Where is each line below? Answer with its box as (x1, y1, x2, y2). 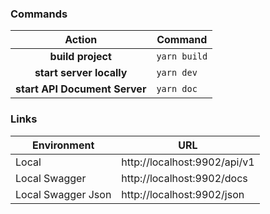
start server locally (34, 66, 128, 80)
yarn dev (156, 67, 198, 79)
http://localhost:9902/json (121, 187, 245, 201)
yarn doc (156, 83, 198, 95)
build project (49, 50, 112, 64)
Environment (32, 138, 95, 152)
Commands (10, 7, 68, 21)
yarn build (156, 51, 208, 62)
